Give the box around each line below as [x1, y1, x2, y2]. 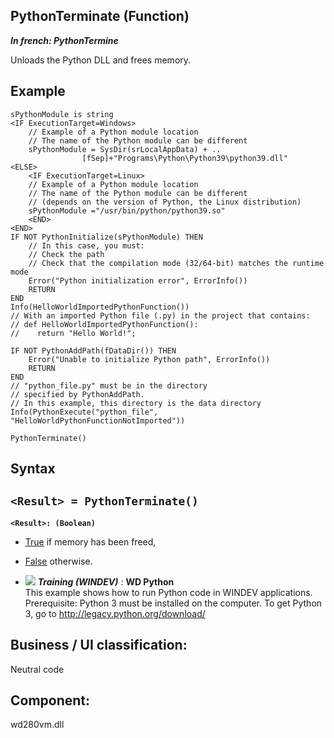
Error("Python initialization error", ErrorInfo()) [28, 275, 248, 286]
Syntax [10, 460, 56, 478]
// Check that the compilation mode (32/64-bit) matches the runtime [28, 258, 325, 268]
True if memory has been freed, [24, 535, 157, 548]
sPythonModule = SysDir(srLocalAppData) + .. [28, 144, 222, 154]
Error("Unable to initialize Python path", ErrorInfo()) [28, 354, 271, 364]
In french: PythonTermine [10, 34, 119, 46]
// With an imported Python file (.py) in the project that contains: [10, 310, 311, 321]
